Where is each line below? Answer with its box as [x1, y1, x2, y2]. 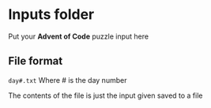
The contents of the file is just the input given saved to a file [8, 91, 203, 100]
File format [8, 54, 63, 68]
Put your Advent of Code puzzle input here [8, 32, 149, 41]
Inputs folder [8, 6, 95, 24]
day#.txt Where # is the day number [8, 75, 127, 84]
